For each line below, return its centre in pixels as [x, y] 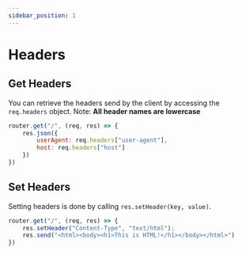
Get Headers [40, 84]
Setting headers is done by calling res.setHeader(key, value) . [110, 206]
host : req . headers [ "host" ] [81, 148]
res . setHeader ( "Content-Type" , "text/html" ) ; [99, 228]
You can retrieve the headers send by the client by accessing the [114, 103]
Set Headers [40, 187]
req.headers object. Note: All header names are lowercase [104, 111]
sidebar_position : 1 [42, 15]
